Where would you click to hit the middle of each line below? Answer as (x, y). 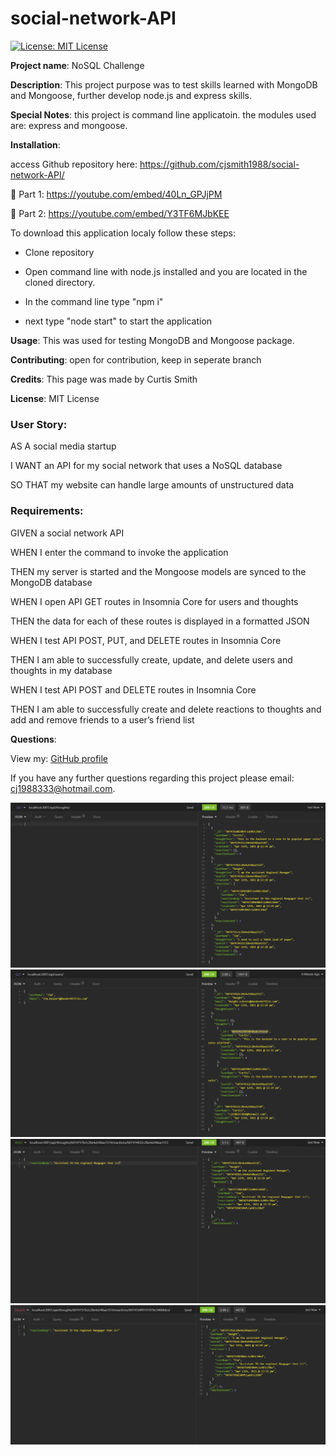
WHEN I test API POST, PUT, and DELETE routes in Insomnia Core (146, 640)
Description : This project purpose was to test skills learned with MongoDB (164, 84)
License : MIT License (55, 398)
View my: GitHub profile (59, 758)
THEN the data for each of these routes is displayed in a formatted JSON (160, 621)
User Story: (39, 424)
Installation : (35, 144)
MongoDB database (51, 582)
